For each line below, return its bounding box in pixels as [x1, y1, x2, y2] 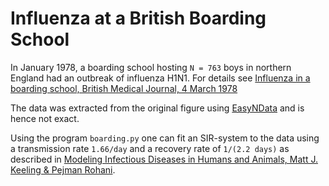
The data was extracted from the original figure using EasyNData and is [10, 102, 305, 114]
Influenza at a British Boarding [10, 7, 267, 30]
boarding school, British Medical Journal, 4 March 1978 [10, 82, 238, 94]
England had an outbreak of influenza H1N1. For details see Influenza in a [10, 72, 311, 84]
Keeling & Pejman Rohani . [10, 163, 116, 176]
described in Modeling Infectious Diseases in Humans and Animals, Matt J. [10, 153, 318, 165]
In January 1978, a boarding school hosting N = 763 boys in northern [10, 61, 292, 73]
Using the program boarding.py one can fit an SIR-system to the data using [10, 132, 320, 144]
